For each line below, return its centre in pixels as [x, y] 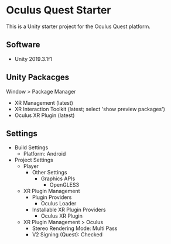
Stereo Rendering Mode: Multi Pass [75, 228]
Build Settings [31, 147]
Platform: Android [45, 154]
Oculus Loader [59, 204]
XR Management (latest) [44, 102]
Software [23, 45]
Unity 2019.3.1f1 [33, 59]
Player [31, 166]
